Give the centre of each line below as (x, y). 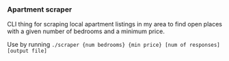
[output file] (27, 51)
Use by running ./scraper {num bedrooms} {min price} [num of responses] (114, 45)
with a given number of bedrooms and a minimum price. (86, 31)
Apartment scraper (40, 9)
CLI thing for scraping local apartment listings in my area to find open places (114, 24)
